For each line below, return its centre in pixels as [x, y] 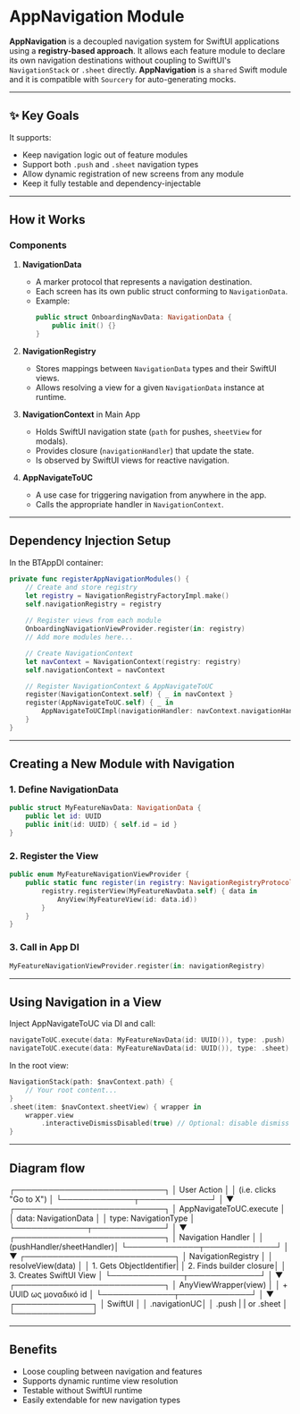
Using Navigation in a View [86, 1002]
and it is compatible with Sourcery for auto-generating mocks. [123, 79]
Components [38, 245]
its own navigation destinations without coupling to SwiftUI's [120, 60]
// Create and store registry [82, 587]
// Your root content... [71, 1090]
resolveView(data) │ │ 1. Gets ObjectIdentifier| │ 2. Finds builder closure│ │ [148, 1266]
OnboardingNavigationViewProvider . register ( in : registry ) [135, 629]
